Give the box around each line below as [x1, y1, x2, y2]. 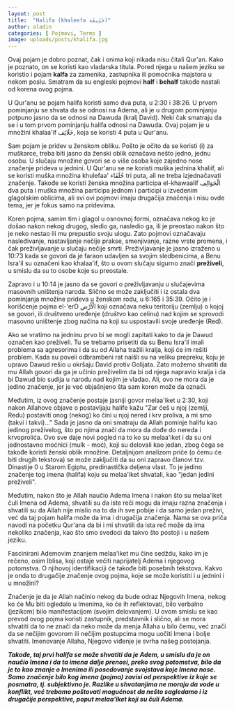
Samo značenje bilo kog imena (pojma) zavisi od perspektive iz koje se [8, 673, 217, 681]
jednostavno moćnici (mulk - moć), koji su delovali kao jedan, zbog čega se [8, 441, 224, 449]
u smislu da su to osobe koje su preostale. [8, 267, 129, 275]
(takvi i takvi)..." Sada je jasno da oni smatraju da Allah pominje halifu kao [8, 418, 218, 427]
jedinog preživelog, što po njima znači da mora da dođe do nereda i [8, 426, 201, 434]
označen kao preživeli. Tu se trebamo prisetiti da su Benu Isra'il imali [8, 338, 205, 346]
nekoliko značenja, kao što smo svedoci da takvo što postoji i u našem [8, 528, 210, 537]
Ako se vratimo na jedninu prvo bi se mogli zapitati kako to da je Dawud [8, 331, 213, 339]
